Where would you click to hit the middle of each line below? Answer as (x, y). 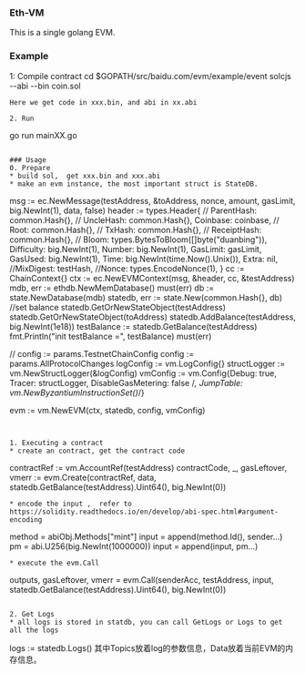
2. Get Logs (32, 614)
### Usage (28, 160)
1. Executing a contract (56, 443)
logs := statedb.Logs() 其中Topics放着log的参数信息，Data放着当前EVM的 (147, 648)
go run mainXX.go (43, 135)
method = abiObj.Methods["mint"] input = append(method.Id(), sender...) (146, 536)
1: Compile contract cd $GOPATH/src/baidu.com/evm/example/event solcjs (150, 76)
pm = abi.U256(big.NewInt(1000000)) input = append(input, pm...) (134, 546)
